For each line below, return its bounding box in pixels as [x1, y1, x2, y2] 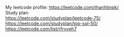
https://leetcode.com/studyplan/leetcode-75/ [5, 15, 101, 21]
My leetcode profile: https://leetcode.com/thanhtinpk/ [5, 5, 119, 10]
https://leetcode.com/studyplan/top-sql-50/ [5, 20, 98, 26]
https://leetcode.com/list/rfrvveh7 [5, 26, 77, 32]
